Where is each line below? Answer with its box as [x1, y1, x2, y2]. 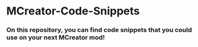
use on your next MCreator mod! [6, 33, 105, 42]
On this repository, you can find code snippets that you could [6, 26, 192, 34]
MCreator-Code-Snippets [6, 4, 140, 18]
